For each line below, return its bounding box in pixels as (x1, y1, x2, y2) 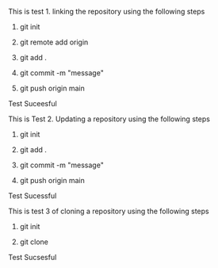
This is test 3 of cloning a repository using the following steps (8, 206, 209, 216)
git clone (19, 237, 49, 247)
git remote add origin (19, 37, 89, 47)
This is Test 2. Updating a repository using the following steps (8, 114, 210, 124)
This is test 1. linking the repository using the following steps (8, 7, 205, 16)
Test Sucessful (8, 191, 57, 201)
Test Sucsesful (8, 253, 57, 262)
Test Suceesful (8, 99, 57, 108)
